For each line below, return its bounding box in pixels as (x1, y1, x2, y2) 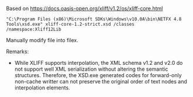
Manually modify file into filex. (6, 37, 79, 43)
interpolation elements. (14, 84, 70, 91)
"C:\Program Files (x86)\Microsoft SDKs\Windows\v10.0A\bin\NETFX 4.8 (6, 16, 182, 22)
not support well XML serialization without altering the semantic (14, 65, 168, 72)
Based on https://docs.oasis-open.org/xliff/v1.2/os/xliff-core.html (6, 5, 163, 12)
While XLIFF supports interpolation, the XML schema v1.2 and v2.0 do (14, 60, 183, 66)
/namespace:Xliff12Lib (6, 26, 61, 32)
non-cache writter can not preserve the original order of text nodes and (14, 78, 187, 85)
